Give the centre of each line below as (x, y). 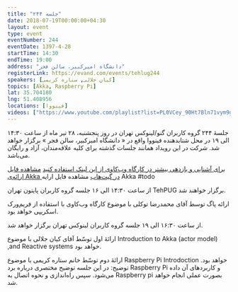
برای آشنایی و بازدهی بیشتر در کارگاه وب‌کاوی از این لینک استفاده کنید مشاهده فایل (116, 169)
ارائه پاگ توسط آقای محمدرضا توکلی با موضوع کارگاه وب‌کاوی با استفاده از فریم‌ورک (118, 204)
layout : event (28, 27)
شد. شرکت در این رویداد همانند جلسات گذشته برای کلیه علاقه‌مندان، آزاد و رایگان (113, 147)
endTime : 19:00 (30, 60)
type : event (25, 34)
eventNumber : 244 (33, 40)
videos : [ (22, 112)
